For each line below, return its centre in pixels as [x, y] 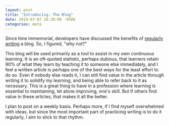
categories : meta [23, 24]
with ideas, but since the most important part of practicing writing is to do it [83, 112]
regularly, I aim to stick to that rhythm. [45, 117]
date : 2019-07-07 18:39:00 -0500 [40, 19]
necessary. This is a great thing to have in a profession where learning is [80, 86]
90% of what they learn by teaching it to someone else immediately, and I [82, 64]
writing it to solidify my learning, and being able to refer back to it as [76, 80]
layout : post [19, 10]
